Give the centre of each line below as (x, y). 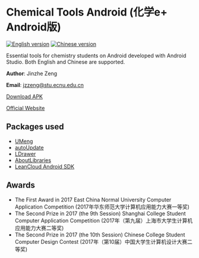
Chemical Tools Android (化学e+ (87, 12)
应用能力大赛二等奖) (39, 228)
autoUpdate (29, 147)
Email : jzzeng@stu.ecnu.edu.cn (45, 85)
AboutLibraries (33, 160)
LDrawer (25, 154)
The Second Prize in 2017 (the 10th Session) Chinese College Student (100, 234)
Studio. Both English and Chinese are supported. (66, 62)
